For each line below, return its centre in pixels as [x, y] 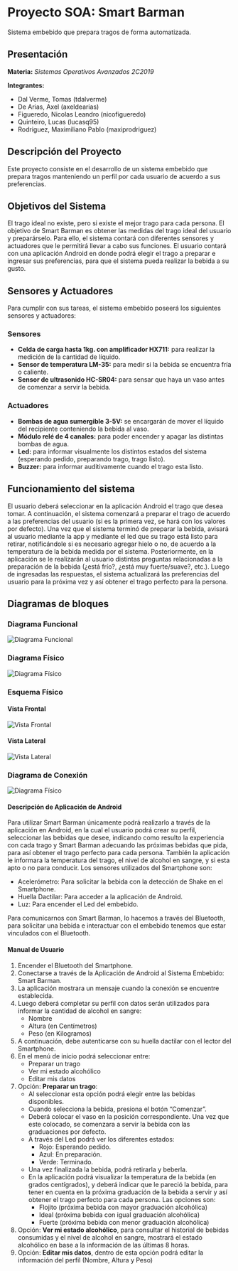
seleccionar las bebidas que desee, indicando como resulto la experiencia [116, 838]
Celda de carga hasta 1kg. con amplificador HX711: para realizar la [116, 350]
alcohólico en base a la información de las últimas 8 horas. [103, 1245]
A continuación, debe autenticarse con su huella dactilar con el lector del [124, 1041]
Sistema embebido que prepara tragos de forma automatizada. [99, 32]
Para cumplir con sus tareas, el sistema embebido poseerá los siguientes [114, 308]
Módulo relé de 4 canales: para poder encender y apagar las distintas [120, 436]
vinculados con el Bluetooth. [49, 933]
